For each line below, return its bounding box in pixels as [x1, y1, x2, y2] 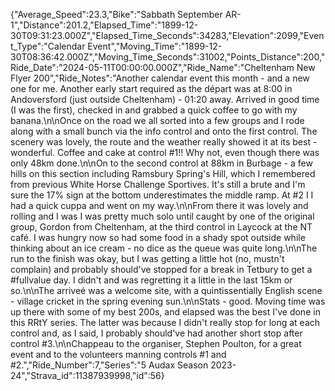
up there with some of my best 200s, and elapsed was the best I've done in [10, 306, 321, 318]
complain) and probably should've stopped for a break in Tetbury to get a [10, 264, 313, 275]
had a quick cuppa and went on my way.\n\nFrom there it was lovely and [10, 200, 309, 211]
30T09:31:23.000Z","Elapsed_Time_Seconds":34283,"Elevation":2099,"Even [10, 30, 325, 41]
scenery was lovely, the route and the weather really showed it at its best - [10, 136, 318, 148]
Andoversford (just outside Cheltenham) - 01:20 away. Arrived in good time [10, 94, 320, 105]
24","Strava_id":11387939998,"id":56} [10, 370, 165, 381]
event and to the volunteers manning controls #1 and [10, 349, 227, 360]
